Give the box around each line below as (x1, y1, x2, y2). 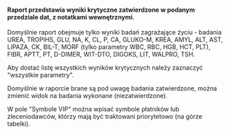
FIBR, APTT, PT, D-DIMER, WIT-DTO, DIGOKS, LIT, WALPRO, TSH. (7, 50, 195, 59)
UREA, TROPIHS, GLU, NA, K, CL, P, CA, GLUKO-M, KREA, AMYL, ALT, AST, (7, 35, 223, 44)
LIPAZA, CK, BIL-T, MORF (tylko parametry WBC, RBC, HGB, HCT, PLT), (7, 43, 211, 51)
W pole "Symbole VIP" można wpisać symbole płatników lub (7, 105, 180, 113)
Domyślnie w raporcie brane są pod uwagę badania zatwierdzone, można (7, 84, 218, 93)
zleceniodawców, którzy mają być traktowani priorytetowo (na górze (7, 113, 203, 121)
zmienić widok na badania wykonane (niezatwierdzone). (7, 92, 168, 100)
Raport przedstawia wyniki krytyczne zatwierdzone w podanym (7, 6, 195, 14)
